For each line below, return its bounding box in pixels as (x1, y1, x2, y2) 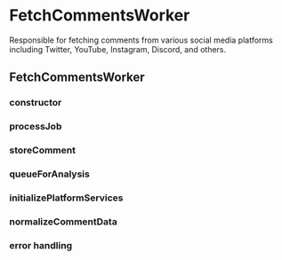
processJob (9, 121, 62, 133)
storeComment (9, 144, 76, 156)
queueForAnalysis (9, 168, 91, 180)
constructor (9, 97, 62, 109)
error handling (9, 239, 73, 251)
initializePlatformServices (9, 192, 124, 204)
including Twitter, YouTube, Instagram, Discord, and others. (9, 43, 227, 54)
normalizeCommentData (9, 215, 117, 227)
